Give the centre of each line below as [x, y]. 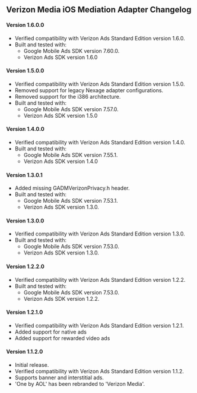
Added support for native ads [51, 332]
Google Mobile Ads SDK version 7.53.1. [71, 201]
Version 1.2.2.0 [25, 266]
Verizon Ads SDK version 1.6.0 [61, 57]
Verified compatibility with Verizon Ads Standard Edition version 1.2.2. [100, 279]
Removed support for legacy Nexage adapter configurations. [89, 90]
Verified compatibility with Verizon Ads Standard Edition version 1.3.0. [100, 234]
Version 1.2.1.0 [25, 312]
